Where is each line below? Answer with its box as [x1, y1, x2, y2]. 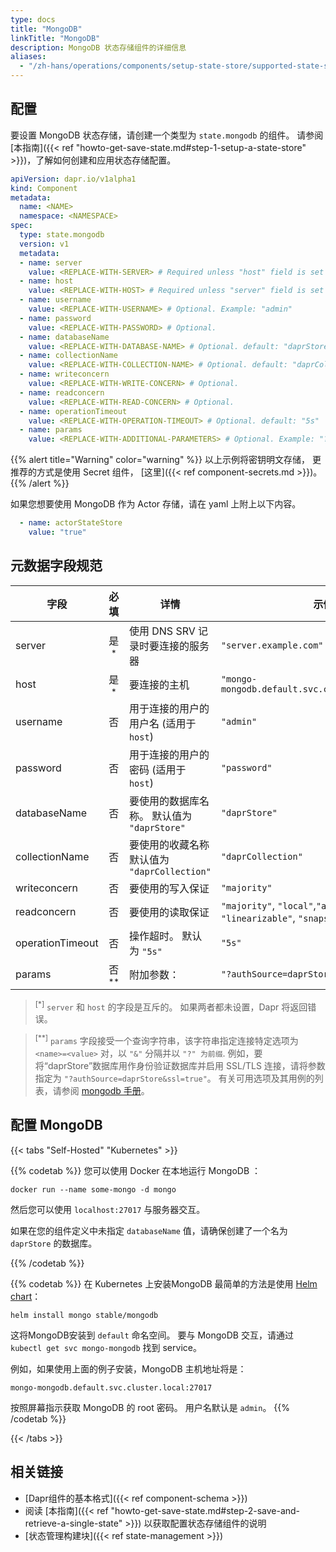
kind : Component [10, 183, 78, 193]
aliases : [10, 52, 47, 62]
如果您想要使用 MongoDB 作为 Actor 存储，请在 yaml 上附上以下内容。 [10, 498, 302, 510]
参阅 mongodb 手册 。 [61, 1085, 150, 1097]
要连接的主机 [128, 677, 190, 691]
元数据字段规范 [10, 557, 103, 575]
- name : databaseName [19, 332, 110, 342]
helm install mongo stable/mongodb [10, 1310, 159, 1320]
